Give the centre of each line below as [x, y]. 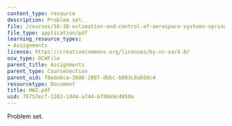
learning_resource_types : [44, 39]
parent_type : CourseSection [48, 71]
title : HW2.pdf [29, 90]
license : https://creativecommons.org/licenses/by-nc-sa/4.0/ [98, 52]
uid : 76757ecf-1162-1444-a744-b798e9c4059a [71, 97]
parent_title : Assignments [46, 65]
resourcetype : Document [41, 84]
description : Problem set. [46, 20]
